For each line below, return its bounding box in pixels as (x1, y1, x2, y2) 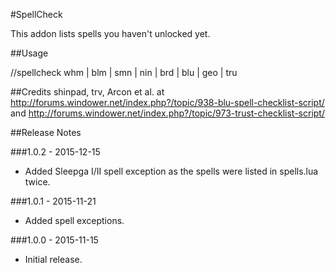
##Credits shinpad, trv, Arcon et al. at (10, 86, 165, 98)
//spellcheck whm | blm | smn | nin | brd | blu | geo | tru (10, 67, 238, 78)
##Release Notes (10, 127, 82, 138)
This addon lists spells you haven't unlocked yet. (10, 28, 211, 39)
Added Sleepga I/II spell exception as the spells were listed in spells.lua (24, 165, 319, 177)
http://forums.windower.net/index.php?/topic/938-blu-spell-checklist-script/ (10, 97, 325, 108)
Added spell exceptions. (24, 215, 125, 226)
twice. (24, 176, 51, 188)
